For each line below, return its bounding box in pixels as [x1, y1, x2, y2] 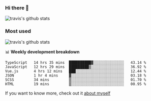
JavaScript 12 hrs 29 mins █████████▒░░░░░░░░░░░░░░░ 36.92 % [5, 64, 147, 69]
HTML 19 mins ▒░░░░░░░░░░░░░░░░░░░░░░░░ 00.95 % [5, 81, 147, 86]
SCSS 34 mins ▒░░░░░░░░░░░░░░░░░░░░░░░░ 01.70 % [5, 77, 147, 82]
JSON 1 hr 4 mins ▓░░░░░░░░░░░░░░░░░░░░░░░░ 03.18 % [5, 73, 147, 78]
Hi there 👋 [5, 4, 30, 11]
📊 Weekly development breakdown [5, 49, 80, 54]
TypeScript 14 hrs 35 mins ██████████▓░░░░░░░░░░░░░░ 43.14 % [5, 60, 147, 65]
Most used [5, 28, 31, 35]
